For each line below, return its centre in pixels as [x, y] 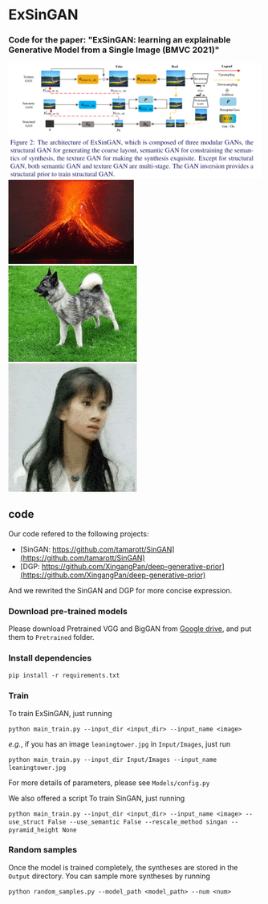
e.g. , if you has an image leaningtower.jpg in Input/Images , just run [120, 743]
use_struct [26, 822]
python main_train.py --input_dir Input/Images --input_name [113, 759]
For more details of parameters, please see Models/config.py [109, 782]
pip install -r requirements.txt [64, 676]
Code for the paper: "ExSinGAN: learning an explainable [120, 40]
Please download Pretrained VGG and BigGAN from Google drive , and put [130, 629]
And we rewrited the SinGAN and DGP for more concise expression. [120, 590]
